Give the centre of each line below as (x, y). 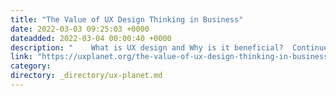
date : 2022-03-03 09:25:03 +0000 (80, 29)
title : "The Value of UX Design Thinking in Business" (127, 19)
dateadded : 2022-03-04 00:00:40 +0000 (91, 38)
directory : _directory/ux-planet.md (86, 76)
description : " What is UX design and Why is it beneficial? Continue (169, 47)
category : (31, 66)
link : (21, 57)
